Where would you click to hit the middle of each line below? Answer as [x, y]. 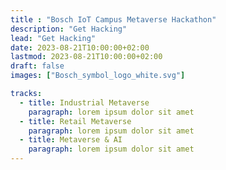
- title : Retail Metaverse [75, 121]
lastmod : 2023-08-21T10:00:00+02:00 [86, 57]
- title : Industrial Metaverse [84, 102]
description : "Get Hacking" [69, 29]
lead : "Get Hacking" [53, 38]
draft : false [37, 66]
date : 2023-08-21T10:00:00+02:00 [80, 47]
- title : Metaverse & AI [71, 140]
